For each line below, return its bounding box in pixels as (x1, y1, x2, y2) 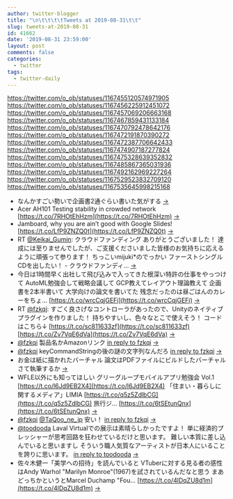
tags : (7, 68, 23, 75)
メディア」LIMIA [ (35, 390, 87, 399)
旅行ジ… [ (93, 399, 122, 408)
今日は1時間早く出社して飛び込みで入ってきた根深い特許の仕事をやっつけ (17, 270, 227, 278)
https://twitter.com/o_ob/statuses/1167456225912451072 (7, 102, 170, 110)
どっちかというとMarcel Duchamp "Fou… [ (17, 476, 140, 484)
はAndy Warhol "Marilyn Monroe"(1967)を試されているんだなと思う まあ (17, 468, 224, 476)
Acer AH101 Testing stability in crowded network (17, 205, 156, 213)
